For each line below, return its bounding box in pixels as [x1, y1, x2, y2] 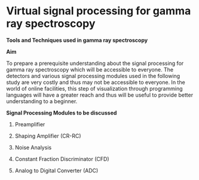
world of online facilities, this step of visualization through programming [6, 85, 183, 92]
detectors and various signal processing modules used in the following [6, 72, 180, 79]
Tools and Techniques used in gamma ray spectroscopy [6, 36, 148, 44]
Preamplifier [14, 120, 45, 128]
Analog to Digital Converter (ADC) [14, 167, 99, 174]
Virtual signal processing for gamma [6, 4, 191, 18]
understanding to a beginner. [6, 97, 78, 105]
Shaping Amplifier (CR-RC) [14, 132, 82, 139]
